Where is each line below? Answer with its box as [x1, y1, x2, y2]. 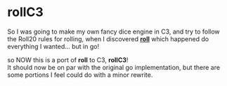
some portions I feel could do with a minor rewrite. [7, 71, 153, 79]
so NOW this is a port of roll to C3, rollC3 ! [7, 55, 129, 64]
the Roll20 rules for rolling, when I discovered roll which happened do [7, 34, 209, 43]
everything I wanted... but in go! [7, 42, 100, 50]
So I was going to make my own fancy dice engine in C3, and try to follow [7, 27, 220, 36]
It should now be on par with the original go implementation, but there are [7, 63, 220, 71]
